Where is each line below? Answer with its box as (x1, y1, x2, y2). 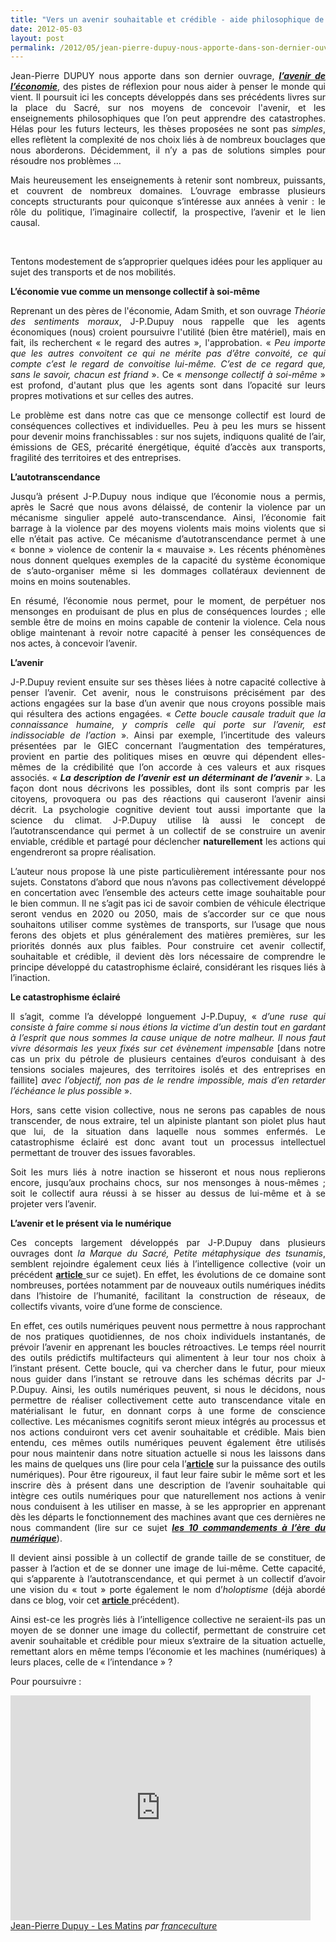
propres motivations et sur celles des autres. (10, 390, 194, 402)
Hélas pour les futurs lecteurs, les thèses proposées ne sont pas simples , (10, 123, 326, 135)
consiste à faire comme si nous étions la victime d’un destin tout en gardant (10, 1021, 326, 1033)
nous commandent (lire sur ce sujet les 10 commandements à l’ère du (10, 1522, 326, 1534)
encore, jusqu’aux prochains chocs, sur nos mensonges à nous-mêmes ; (10, 1177, 326, 1189)
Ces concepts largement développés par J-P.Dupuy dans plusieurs (10, 1237, 326, 1249)
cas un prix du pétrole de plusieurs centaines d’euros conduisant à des (10, 1053, 326, 1065)
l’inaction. (10, 972, 51, 984)
